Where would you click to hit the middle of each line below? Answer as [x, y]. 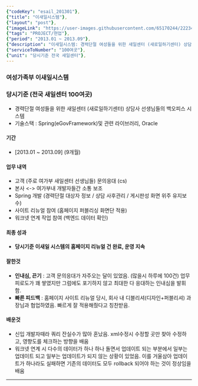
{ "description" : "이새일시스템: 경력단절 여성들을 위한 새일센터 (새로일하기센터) [94, 45]
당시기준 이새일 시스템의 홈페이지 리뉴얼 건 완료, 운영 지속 [80, 247]
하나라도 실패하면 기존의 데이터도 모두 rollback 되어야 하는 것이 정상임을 [108, 363]
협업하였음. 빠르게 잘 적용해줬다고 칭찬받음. [80, 305]
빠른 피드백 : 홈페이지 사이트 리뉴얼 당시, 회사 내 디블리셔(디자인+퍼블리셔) [100, 297]
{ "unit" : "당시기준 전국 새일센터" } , [46, 55]
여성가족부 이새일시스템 [37, 77]
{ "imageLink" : [24, 28]
